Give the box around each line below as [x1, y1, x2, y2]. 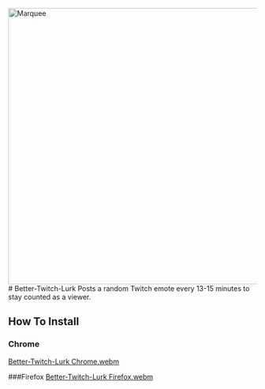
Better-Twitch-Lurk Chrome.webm [8, 357, 120, 366]
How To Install [8, 315, 80, 328]
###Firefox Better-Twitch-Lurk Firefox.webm [8, 372, 154, 381]
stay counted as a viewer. [8, 292, 91, 301]
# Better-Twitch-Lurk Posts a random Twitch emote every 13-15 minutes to [8, 284, 250, 293]
